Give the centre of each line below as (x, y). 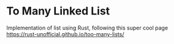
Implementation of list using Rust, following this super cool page (87, 28)
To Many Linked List (58, 11)
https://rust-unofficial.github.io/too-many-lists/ (65, 34)
